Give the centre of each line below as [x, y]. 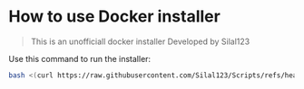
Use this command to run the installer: [80, 58]
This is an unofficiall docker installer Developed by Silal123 [140, 41]
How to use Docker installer [115, 17]
